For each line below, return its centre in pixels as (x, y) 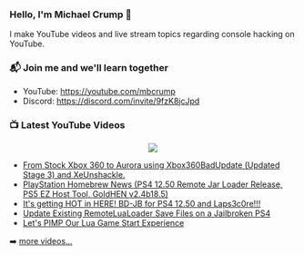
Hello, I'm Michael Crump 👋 (71, 15)
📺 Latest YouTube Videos (67, 124)
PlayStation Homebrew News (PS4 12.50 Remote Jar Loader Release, (152, 184)
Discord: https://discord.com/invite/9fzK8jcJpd (111, 101)
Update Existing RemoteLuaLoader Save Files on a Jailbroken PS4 (147, 213)
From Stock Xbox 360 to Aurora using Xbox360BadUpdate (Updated (151, 165)
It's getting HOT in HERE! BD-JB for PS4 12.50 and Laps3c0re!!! (142, 203)
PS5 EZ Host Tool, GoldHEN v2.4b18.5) (95, 193)
